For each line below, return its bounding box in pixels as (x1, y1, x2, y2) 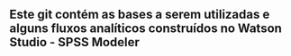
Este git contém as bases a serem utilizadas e (9, 7, 270, 22)
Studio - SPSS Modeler (9, 35, 140, 50)
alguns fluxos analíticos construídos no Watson (9, 21, 282, 36)
